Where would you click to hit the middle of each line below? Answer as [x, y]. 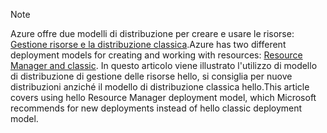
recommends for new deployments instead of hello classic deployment [156, 108]
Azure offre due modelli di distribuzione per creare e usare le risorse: [152, 33]
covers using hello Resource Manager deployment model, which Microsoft [163, 97]
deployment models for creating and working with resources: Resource [156, 55]
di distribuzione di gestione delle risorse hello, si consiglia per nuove [151, 76]
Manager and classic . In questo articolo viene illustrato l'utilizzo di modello [164, 65]
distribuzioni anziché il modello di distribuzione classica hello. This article [160, 87]
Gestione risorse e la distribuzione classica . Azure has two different [148, 44]
